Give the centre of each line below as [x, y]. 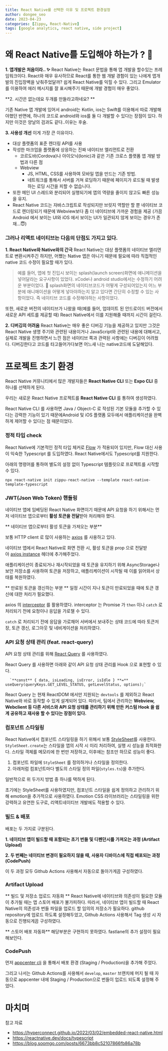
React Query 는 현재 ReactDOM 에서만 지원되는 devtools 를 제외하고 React [80, 695]
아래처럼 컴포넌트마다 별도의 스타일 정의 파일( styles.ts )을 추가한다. [79, 769]
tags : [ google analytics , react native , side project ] [63, 29]
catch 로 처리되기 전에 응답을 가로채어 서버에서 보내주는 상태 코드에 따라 [75, 622]
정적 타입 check [23, 435]
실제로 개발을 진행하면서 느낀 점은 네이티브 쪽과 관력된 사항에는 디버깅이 [75, 338]
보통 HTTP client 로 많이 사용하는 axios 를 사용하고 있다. [60, 537]
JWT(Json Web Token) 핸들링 [41, 497]
